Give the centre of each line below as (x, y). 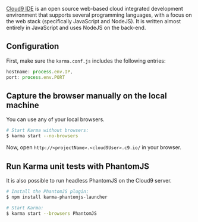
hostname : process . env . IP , (40, 72)
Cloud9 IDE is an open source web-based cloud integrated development (95, 9)
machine (23, 105)
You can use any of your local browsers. (56, 119)
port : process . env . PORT (36, 77)
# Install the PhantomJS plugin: (48, 191)
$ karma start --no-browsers (42, 136)
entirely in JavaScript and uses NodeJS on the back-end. (76, 27)
